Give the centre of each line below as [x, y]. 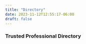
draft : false [19, 19]
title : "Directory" [25, 10]
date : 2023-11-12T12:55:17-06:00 [40, 14]
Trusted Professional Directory [43, 36]
